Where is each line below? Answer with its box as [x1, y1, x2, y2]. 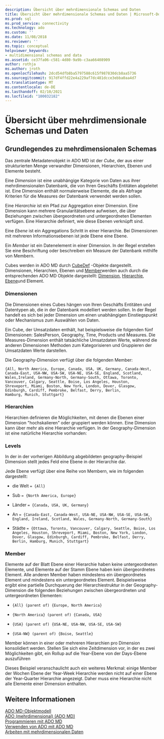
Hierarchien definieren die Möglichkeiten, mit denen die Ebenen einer [5, 415, 144, 420]
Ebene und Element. [5, 278, 44, 284]
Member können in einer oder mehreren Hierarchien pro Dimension [5, 640, 140, 646]
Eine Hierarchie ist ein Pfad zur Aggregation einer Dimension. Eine [5, 203, 138, 209]
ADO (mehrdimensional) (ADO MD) [5, 714, 76, 719]
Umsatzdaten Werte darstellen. [5, 347, 67, 353]
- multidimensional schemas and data [5, 52, 82, 58]
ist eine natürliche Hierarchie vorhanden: [5, 430, 87, 436]
